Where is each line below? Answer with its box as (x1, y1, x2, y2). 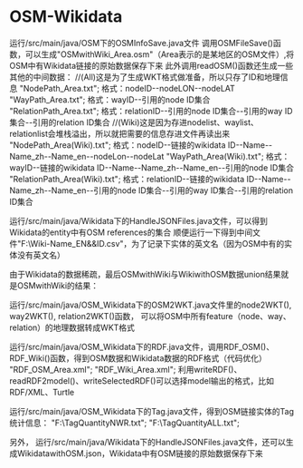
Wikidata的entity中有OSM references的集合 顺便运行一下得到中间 (9, 227, 253, 238)
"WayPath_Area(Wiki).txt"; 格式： (166, 151, 290, 161)
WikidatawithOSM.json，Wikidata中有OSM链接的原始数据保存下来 (16, 447, 264, 459)
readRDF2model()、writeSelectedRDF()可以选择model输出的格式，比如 (9, 375, 274, 386)
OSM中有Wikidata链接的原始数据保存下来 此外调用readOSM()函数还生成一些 (9, 60, 294, 71)
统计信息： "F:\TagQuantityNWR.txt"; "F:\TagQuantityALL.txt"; (9, 417, 240, 428)
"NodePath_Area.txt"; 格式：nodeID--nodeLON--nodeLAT (19, 83, 235, 93)
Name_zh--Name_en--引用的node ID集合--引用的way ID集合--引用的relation (9, 184, 294, 196)
